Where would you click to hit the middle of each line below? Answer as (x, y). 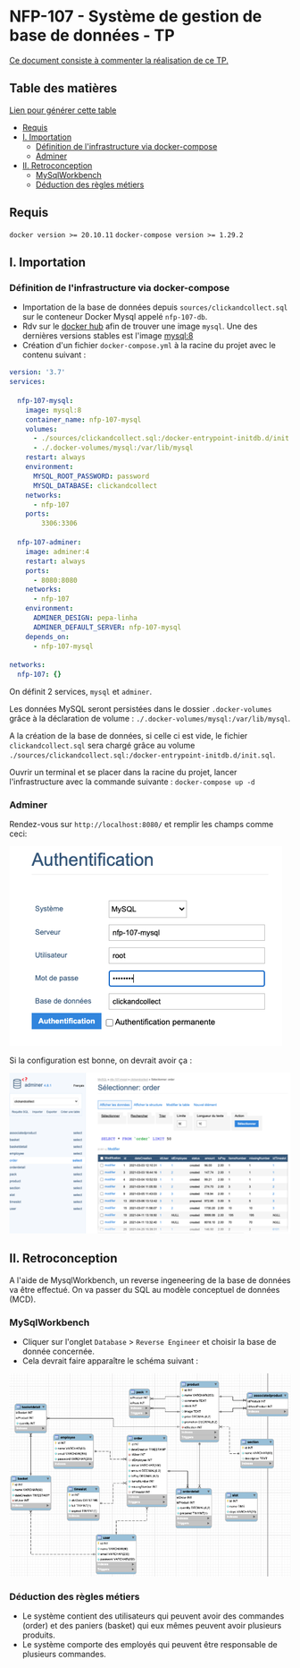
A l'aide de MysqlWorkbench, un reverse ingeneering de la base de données (150, 1280)
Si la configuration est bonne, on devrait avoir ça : (101, 1061)
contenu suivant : (54, 355)
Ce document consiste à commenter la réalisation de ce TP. (119, 60)
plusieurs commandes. (64, 1655)
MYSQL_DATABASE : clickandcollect (95, 485)
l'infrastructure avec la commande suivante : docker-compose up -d (133, 782)
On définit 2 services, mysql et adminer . (81, 692)
